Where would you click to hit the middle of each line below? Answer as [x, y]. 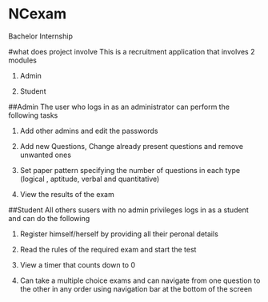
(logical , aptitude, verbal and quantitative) [90, 179]
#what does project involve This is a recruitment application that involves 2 [132, 51]
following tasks [33, 115]
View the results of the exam [67, 194]
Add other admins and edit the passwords [89, 131]
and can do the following [49, 218]
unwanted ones [46, 155]
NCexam [38, 14]
